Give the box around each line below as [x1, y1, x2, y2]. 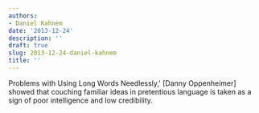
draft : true [8, 42, 48, 50]
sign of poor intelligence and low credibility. [8, 95, 153, 105]
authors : [8, 11, 38, 20]
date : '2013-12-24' [8, 26, 74, 34]
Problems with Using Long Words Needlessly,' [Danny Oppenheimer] [8, 78, 236, 88]
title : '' [8, 57, 42, 65]
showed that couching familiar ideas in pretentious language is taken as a [8, 87, 252, 96]
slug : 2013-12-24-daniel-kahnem [8, 49, 117, 57]
